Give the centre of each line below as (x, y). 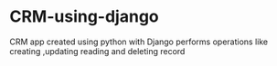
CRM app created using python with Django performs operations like (138, 42)
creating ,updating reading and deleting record (97, 51)
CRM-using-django (84, 17)
